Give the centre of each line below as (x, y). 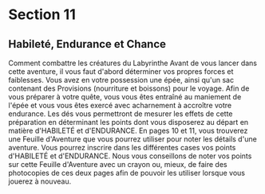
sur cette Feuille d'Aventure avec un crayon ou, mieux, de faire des (118, 164)
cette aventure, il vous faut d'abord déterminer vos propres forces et (121, 72)
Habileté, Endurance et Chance (87, 44)
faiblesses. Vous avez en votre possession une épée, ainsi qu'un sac (121, 80)
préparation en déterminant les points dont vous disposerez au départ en (129, 122)
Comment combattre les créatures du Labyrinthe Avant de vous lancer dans (133, 63)
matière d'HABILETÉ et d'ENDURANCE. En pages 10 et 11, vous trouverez (128, 130)
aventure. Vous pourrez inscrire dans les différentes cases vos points (122, 147)
